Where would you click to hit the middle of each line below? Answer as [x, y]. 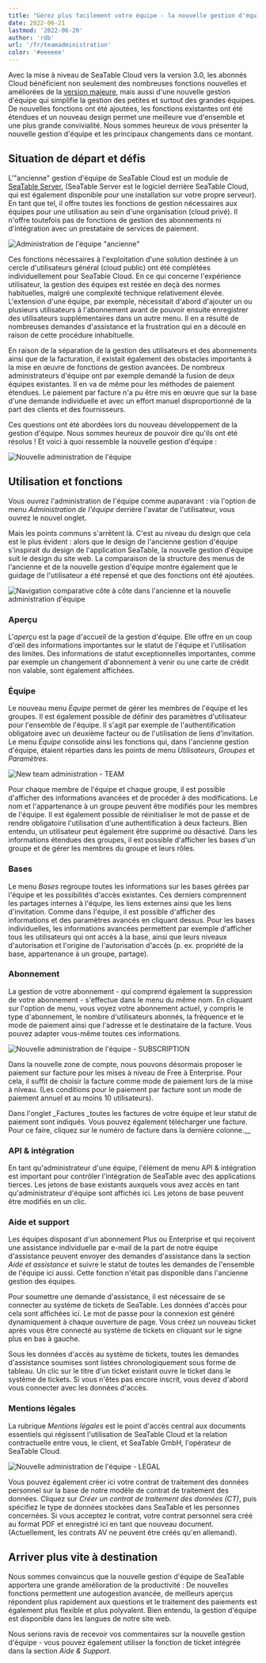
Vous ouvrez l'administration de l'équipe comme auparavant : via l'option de [132, 501]
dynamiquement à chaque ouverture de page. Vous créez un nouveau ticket [132, 1322]
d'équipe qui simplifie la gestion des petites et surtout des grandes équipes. [132, 100]
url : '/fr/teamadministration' [60, 45]
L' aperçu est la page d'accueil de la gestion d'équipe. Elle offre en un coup [130, 637]
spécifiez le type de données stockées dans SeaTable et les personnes [124, 1507]
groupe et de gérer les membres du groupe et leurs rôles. [102, 848]
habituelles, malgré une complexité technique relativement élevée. [116, 292]
